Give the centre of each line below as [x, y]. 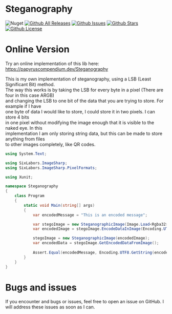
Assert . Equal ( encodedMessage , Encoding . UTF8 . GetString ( [93, 252]
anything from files [25, 139]
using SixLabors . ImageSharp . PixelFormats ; [51, 168]
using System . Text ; [26, 154]
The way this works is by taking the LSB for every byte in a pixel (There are [84, 90]
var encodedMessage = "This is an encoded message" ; [90, 215]
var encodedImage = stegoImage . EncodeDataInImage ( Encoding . [98, 229]
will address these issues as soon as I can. [50, 307]
